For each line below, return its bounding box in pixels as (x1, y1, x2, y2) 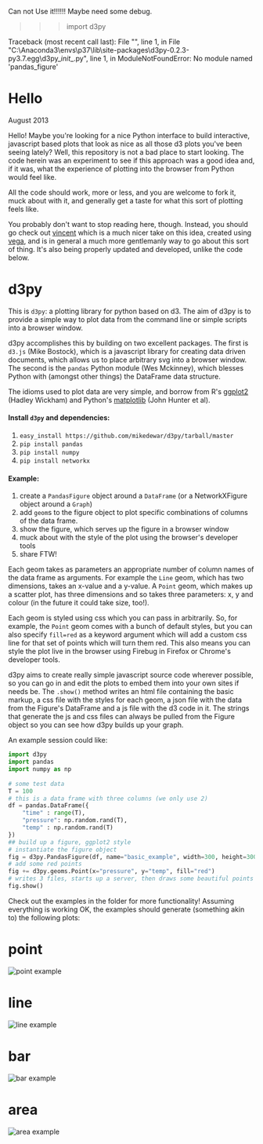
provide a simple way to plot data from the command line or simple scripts (8, 314, 247, 324)
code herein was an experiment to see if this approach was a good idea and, (8, 155, 255, 165)
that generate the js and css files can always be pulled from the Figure (8, 712, 235, 722)
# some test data (8, 780, 65, 788)
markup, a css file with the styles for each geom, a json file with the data (8, 695, 243, 705)
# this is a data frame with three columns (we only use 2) (8, 795, 209, 802)
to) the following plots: (8, 912, 81, 922)
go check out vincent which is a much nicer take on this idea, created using (8, 228, 252, 237)
